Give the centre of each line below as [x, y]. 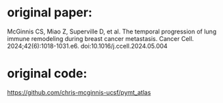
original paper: [50, 13]
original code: [47, 74]
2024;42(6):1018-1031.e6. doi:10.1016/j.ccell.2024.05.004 [87, 46]
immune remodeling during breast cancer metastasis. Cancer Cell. [101, 38]
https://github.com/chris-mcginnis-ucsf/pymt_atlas [79, 92]
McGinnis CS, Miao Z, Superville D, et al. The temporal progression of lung [112, 31]
